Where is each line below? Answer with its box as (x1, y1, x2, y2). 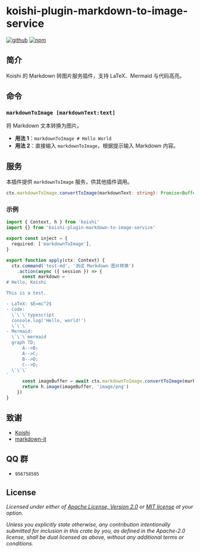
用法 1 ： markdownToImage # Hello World (14, 135, 112, 142)
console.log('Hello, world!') (11, 317, 86, 324)
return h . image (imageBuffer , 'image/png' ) (21, 384, 129, 390)
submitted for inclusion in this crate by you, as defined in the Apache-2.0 (6, 528, 186, 535)
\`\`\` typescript (11, 312, 55, 318)
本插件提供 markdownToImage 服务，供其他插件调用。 (6, 178, 133, 186)
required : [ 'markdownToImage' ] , (11, 241, 92, 247)
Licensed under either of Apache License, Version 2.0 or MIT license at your (6, 503, 193, 510)
